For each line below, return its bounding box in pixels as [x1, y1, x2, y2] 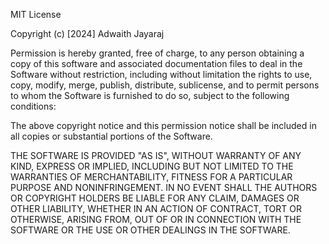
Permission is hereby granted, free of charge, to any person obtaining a [10, 47, 305, 59]
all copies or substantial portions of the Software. [10, 130, 213, 142]
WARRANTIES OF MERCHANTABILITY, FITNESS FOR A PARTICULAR [10, 171, 293, 183]
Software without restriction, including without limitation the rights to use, [10, 69, 313, 80]
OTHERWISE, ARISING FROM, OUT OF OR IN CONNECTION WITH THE [10, 214, 302, 225]
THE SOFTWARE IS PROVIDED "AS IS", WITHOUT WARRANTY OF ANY [10, 150, 302, 161]
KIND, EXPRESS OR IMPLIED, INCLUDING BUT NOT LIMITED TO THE [10, 160, 294, 172]
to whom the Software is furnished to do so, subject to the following [10, 90, 290, 101]
